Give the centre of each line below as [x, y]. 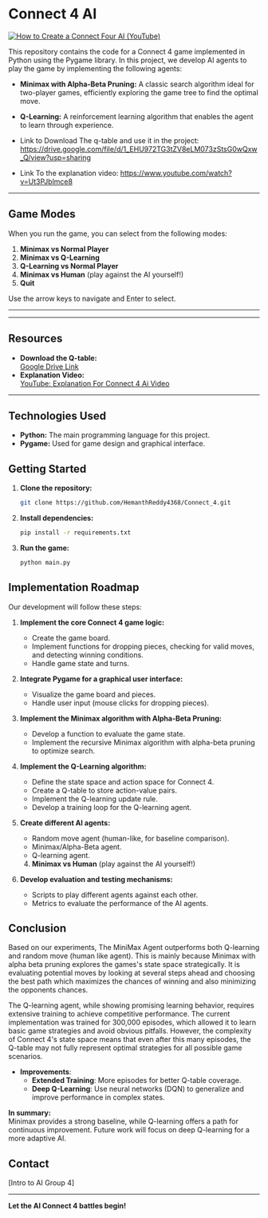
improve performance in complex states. [98, 1097]
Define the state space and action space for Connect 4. [123, 781]
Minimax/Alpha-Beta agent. [77, 847]
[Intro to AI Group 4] [41, 1183]
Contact [29, 1163]
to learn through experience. [67, 125]
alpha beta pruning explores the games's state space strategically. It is [124, 964]
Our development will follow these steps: [75, 607]
